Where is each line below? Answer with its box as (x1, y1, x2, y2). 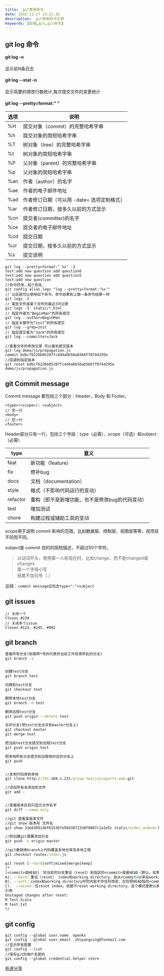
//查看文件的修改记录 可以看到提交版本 (5, 344, 74, 349)
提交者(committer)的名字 (22, 215, 80, 222)
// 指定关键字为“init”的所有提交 (5, 320, 65, 326)
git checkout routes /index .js (5, 852, 67, 857)
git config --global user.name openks (5, 933, 86, 938)
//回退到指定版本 (5, 358, 35, 363)
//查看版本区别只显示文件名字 (5, 803, 57, 808)
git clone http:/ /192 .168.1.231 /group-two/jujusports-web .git (5, 776, 134, 781)
